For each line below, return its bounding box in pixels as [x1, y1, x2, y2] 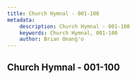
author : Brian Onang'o [19, 36, 84, 43]
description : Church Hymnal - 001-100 [19, 23, 130, 30]
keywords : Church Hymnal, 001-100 [19, 29, 118, 37]
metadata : [7, 17, 36, 23]
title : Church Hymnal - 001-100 [7, 10, 99, 17]
